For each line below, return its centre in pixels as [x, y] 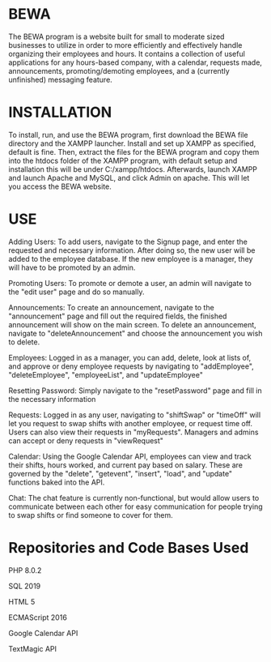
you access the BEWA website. [60, 186]
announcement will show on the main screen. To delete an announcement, [132, 324]
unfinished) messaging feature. [61, 79]
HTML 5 [22, 601]
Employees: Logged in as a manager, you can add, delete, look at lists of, [130, 357]
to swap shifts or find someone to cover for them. [91, 515]
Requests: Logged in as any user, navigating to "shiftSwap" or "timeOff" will [135, 415]
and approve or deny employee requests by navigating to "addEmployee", [131, 366]
